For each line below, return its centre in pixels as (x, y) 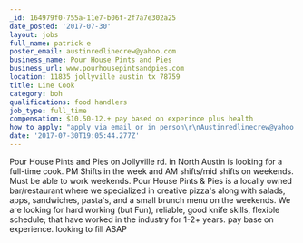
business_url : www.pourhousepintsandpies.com (97, 69)
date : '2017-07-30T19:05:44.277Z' (75, 136)
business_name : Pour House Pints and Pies (91, 60)
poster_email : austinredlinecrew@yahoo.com (93, 52)
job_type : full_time (49, 111)
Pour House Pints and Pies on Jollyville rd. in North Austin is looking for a (146, 161)
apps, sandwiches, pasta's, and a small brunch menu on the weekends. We (150, 199)
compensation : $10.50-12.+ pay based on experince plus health (132, 119)
